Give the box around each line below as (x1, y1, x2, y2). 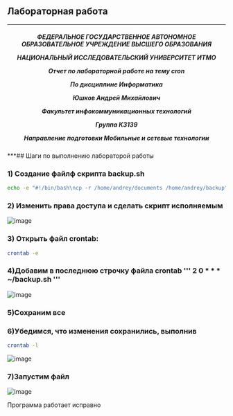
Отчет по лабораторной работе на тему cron (48, 67, 185, 75)
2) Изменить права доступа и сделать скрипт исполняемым (7, 201, 223, 210)
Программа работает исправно (7, 401, 101, 409)
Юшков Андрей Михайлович (72, 93, 161, 102)
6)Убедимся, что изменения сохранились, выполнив (7, 326, 197, 336)
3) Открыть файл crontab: (7, 234, 99, 244)
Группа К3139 (95, 120, 138, 129)
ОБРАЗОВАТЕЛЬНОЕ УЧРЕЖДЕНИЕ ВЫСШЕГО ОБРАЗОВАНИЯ (21, 40, 212, 48)
